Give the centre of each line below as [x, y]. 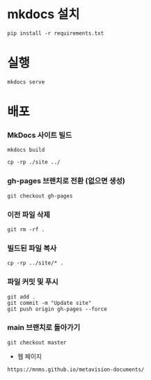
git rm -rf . [26, 229]
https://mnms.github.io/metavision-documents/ [76, 370]
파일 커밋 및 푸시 [33, 282]
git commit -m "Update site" [49, 303]
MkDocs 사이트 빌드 [40, 135]
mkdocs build [26, 150]
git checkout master [37, 342]
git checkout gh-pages [40, 196]
